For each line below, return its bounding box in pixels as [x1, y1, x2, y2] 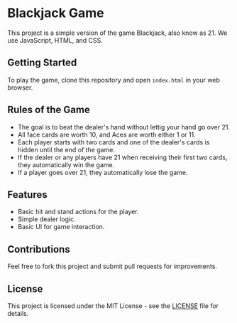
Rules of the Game [7, 104, 90, 116]
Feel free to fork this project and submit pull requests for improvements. [7, 262, 218, 271]
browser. [7, 83, 33, 92]
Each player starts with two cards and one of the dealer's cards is [17, 137, 210, 147]
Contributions [7, 243, 70, 255]
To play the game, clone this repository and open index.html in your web [7, 75, 220, 84]
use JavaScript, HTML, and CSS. [7, 36, 103, 44]
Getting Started [7, 57, 77, 69]
